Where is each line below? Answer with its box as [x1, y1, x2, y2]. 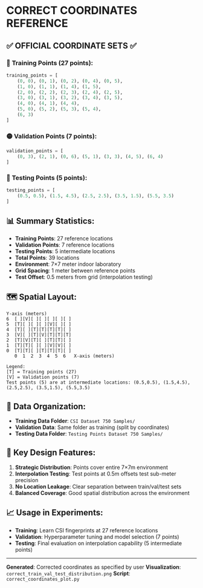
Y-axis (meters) [6, 311, 47, 317]
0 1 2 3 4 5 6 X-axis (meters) [14, 353, 115, 360]
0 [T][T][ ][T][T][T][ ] [6, 348, 71, 354]
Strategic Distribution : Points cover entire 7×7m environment [14, 464, 168, 471]
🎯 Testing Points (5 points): [6, 173, 88, 182]
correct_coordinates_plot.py [6, 576, 80, 582]
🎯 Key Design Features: [6, 448, 95, 458]
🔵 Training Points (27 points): [6, 59, 94, 67]
